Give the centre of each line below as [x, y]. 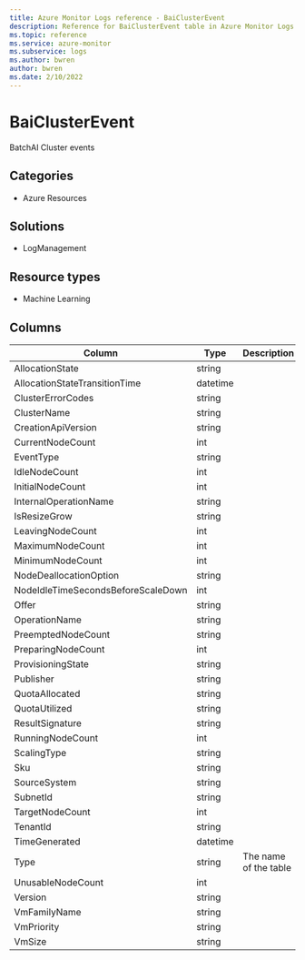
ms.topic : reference [49, 35]
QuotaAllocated [47, 693]
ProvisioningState [51, 663]
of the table [267, 867]
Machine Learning [56, 299]
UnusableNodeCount [59, 882]
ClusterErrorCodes [54, 398]
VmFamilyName [48, 912]
